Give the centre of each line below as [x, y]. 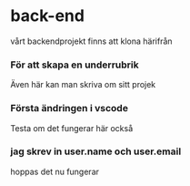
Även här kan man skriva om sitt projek [83, 85]
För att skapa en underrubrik [75, 65]
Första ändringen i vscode [69, 108]
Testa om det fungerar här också [72, 128]
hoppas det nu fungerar [55, 171]
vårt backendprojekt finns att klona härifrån [91, 41]
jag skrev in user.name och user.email [96, 151]
